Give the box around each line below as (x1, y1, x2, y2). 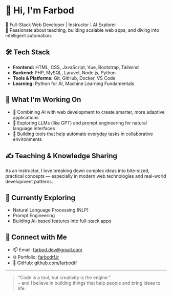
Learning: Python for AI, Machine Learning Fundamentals (12, 80, 135, 87)
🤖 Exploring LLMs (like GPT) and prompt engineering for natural (12, 120, 147, 126)
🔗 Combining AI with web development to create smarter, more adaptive (12, 109, 165, 115)
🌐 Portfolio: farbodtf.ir (12, 254, 59, 260)
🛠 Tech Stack (5, 48, 50, 57)
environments (12, 136, 42, 142)
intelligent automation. (5, 32, 52, 38)
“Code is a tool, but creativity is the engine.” (17, 274, 111, 281)
